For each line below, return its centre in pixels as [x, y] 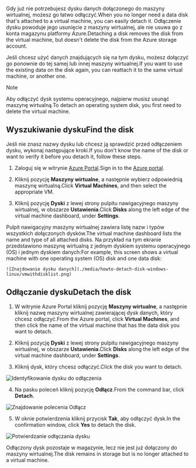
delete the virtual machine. [38, 111]
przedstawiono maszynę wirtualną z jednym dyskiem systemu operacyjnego [98, 246]
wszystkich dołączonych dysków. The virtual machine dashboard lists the [94, 233]
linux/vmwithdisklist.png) [39, 274]
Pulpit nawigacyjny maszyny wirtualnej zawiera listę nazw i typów [85, 227]
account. [17, 46]
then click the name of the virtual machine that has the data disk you [97, 325]
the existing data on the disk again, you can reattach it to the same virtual [94, 70]
